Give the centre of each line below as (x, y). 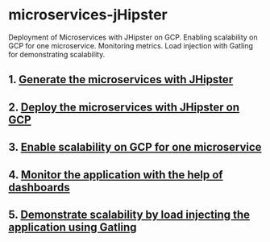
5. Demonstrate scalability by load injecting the (129, 214)
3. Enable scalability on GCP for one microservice (135, 147)
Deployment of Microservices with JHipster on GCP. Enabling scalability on (133, 37)
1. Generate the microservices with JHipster (121, 79)
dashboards (39, 187)
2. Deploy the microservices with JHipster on (124, 107)
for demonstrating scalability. (57, 54)
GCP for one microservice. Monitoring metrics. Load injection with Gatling (131, 45)
